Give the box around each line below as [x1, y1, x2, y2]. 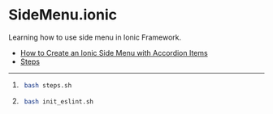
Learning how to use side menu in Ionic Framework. [8, 32, 182, 42]
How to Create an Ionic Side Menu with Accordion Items [19, 48, 209, 57]
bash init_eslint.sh [24, 97, 93, 106]
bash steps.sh [24, 81, 72, 90]
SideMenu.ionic [8, 6, 118, 24]
